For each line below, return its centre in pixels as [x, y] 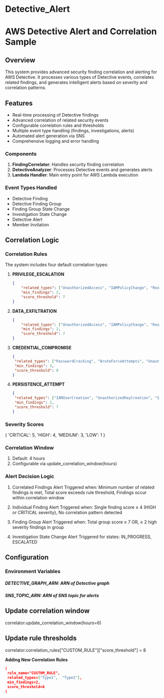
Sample [21, 42]
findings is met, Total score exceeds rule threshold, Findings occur [79, 492]
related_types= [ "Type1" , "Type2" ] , [45, 678]
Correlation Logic [32, 240]
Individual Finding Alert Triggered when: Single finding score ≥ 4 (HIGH [84, 507]
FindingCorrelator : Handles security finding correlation [68, 165]
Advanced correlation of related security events [60, 120]
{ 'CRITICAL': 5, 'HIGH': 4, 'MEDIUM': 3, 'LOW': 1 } [55, 435]
